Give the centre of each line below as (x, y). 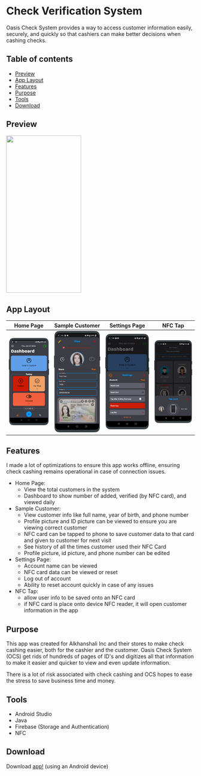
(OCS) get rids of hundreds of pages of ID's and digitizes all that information (100, 656)
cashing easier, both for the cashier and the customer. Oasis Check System (99, 650)
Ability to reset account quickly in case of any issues (89, 585)
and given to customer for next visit (68, 541)
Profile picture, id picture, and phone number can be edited (97, 553)
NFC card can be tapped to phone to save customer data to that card (109, 534)
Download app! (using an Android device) (57, 766)
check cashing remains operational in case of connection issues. (86, 472)
